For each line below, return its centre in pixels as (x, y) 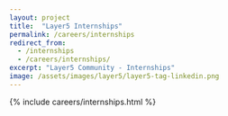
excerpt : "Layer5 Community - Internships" (92, 68)
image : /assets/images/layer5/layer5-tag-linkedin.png (114, 76)
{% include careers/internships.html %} (82, 102)
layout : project (40, 18)
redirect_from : (38, 43)
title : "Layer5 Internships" (66, 26)
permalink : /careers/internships (72, 34)
